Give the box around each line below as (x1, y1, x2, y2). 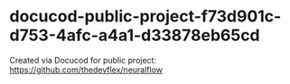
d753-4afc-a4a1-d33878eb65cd (9, 25, 260, 46)
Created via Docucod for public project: (9, 55, 156, 65)
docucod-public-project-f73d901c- (9, 6, 282, 27)
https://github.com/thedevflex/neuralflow (9, 64, 164, 75)
